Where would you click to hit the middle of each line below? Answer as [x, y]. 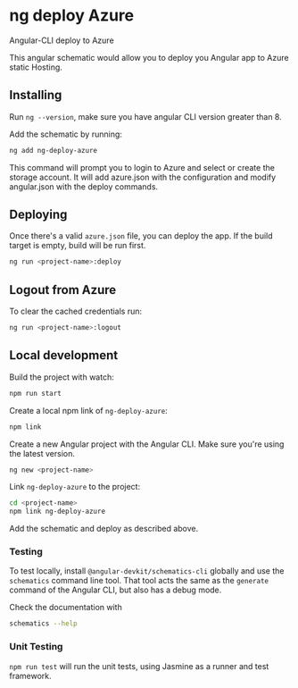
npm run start [36, 393]
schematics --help [43, 624]
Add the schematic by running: [66, 134]
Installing [36, 95]
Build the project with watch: [62, 377]
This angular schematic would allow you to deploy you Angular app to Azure [149, 57]
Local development [64, 355]
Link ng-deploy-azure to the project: [75, 487]
